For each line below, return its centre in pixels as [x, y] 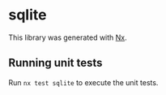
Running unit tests [55, 63]
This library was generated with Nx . [68, 37]
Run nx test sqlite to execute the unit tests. [83, 82]
